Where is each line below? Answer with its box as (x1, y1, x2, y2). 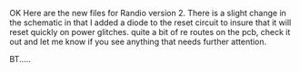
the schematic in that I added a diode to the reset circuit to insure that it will (9, 17, 292, 28)
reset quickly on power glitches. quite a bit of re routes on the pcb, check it (9, 27, 291, 37)
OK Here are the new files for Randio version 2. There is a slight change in (9, 8, 286, 18)
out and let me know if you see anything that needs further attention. (9, 36, 267, 47)
